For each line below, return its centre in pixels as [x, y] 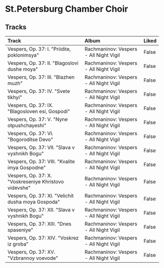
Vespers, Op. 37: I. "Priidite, [39, 49]
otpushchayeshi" [27, 125]
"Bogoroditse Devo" [31, 139]
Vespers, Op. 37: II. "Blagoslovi [43, 63]
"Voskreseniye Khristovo [36, 182]
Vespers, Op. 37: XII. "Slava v [41, 210]
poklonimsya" [23, 55]
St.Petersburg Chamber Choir [67, 9]
